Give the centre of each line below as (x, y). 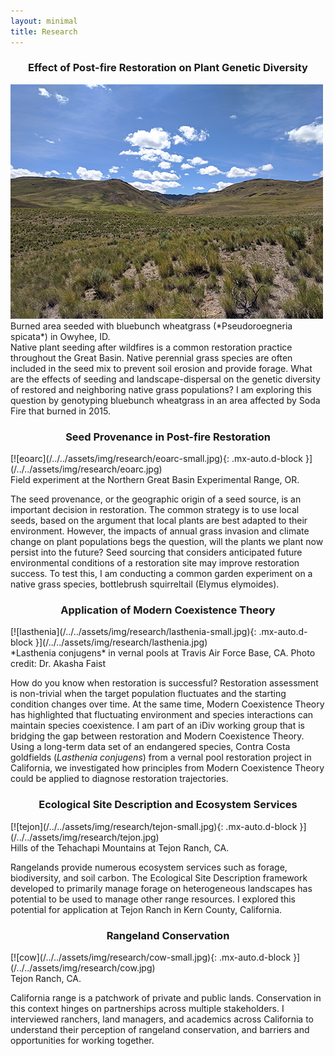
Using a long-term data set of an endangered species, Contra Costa (150, 747)
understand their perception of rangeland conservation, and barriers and (160, 1029)
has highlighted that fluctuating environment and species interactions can (162, 715)
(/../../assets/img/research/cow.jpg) (83, 967)
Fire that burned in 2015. (60, 411)
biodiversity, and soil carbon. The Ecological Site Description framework (159, 877)
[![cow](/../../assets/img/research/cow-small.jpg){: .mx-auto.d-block (151, 957)
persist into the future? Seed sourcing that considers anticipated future (156, 552)
